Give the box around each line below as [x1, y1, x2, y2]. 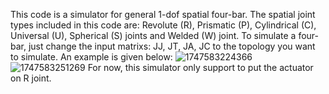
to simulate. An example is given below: [10, 51, 173, 63]
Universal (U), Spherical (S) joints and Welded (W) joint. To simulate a [10, 30, 297, 41]
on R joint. [10, 72, 52, 84]
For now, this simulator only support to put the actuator [87, 62, 314, 73]
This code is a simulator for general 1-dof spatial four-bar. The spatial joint [10, 9, 316, 20]
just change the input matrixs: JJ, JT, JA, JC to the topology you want [28, 40, 316, 52]
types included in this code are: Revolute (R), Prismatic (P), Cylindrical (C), [10, 19, 317, 31]
